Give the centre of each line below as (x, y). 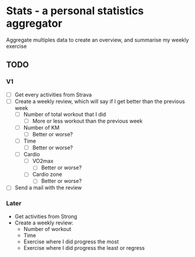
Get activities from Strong (46, 216)
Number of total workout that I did (65, 114)
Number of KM (42, 127)
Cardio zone (47, 174)
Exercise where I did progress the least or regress (84, 248)
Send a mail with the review (48, 188)
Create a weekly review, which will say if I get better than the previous (100, 101)
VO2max (43, 161)
